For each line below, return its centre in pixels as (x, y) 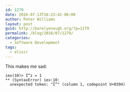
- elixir (19, 52)
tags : (11, 47)
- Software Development (35, 43)
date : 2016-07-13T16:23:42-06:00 (40, 15)
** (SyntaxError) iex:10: (32, 80)
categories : (18, 38)
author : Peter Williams (30, 19)
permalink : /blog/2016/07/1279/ (39, 33)
